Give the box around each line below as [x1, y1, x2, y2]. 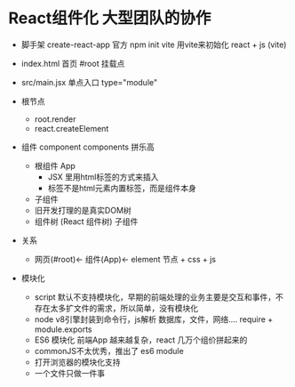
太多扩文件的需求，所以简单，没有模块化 [50, 302, 199, 313]
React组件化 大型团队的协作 [8, 8, 211, 28]
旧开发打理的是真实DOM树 [34, 205, 132, 215]
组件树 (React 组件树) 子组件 [34, 215, 139, 227]
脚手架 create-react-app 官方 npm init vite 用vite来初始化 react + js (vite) [20, 39, 287, 50]
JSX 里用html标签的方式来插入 [47, 171, 159, 182]
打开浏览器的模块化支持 [34, 357, 121, 367]
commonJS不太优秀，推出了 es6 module [34, 345, 184, 356]
